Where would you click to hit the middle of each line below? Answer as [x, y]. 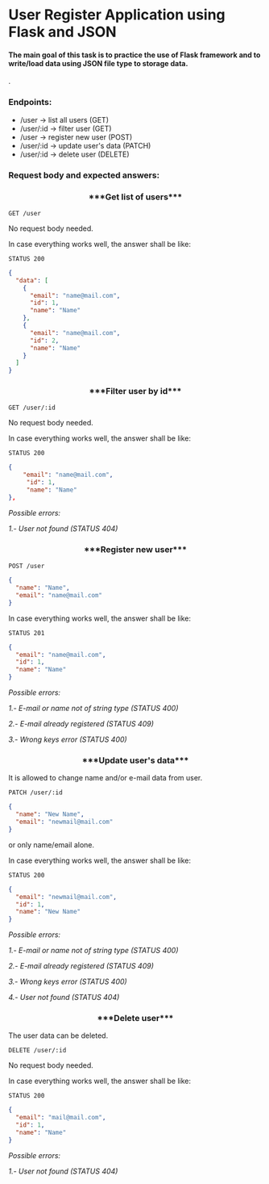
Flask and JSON [62, 32]
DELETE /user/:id [37, 1051]
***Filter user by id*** [135, 391]
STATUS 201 [27, 633]
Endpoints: [30, 103]
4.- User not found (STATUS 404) [64, 998]
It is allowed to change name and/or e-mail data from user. [106, 778]
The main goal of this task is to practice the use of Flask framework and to [134, 55]
